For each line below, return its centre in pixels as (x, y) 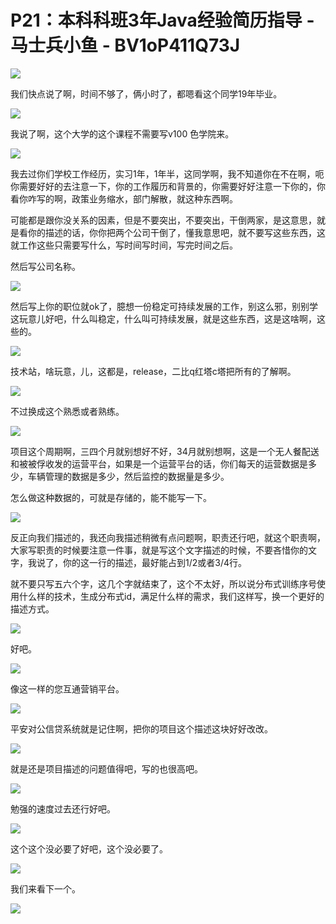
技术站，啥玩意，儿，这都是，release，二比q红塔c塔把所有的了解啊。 (153, 371)
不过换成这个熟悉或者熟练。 (67, 411)
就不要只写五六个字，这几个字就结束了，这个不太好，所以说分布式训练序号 (163, 583)
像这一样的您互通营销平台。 (67, 688)
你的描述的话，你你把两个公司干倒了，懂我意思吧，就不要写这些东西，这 (176, 232)
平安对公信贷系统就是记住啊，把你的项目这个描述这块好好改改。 (141, 728)
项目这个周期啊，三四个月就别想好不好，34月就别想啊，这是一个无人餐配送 (165, 451)
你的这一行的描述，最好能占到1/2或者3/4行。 (155, 562)
